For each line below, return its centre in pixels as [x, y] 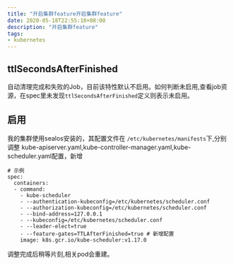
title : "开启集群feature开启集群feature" [65, 14]
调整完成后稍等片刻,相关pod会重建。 [60, 254]
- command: [30, 189]
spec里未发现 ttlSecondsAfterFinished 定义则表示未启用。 [110, 95]
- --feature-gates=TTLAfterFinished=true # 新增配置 [97, 234]
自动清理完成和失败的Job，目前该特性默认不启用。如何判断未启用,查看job [114, 86]
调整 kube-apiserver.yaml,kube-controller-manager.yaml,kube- [99, 147]
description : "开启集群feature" [53, 27]
